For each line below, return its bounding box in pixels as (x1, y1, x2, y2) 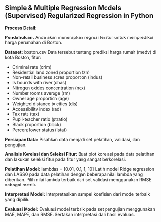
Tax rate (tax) (12, 111, 40, 117)
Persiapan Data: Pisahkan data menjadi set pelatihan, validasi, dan (5, 136, 140, 142)
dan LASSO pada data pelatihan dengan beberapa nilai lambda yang (5, 171, 143, 177)
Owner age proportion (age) (12, 95, 69, 101)
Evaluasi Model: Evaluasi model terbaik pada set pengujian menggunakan (5, 206, 156, 212)
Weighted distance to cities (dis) (12, 101, 78, 107)
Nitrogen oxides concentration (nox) (12, 85, 86, 91)
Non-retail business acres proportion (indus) (12, 74, 103, 80)
